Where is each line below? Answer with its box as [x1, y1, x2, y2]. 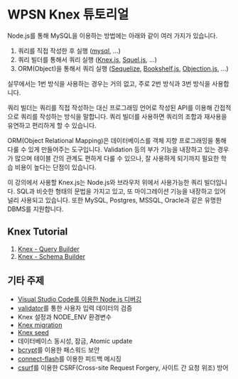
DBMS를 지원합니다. [7, 204, 64, 213]
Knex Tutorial [7, 225, 68, 238]
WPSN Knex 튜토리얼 [7, 6, 129, 23]
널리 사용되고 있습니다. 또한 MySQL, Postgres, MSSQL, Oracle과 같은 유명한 [7, 196, 222, 204]
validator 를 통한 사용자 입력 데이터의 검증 [17, 304, 133, 312]
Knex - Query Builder [17, 245, 80, 253]
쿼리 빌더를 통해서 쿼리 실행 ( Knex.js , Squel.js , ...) [17, 55, 158, 64]
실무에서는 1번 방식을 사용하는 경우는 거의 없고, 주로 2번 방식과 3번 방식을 [7, 79, 211, 87]
